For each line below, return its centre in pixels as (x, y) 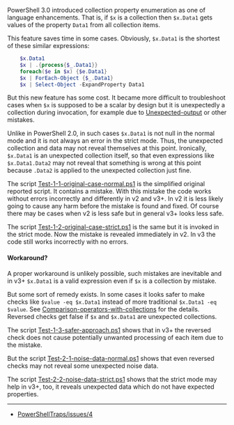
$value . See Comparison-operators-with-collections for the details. (103, 309)
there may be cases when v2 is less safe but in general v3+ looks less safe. (116, 214)
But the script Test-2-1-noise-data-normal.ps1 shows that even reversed (111, 358)
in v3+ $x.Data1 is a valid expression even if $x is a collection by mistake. (112, 281)
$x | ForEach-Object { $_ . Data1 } (67, 78)
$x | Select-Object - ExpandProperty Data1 (82, 84)
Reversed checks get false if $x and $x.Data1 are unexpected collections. (112, 316)
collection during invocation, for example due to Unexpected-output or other (117, 113)
